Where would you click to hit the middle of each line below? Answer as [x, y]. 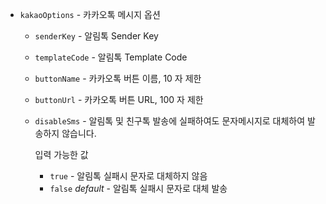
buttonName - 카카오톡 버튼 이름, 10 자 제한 [118, 78]
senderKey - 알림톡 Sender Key [96, 36]
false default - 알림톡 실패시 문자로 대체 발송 [138, 188]
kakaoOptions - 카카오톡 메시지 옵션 [90, 14]
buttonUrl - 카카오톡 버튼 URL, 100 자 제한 [119, 99]
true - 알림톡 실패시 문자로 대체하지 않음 [128, 176]
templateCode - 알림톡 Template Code [111, 57]
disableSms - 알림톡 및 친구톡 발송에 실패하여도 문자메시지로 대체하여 [170, 121]
